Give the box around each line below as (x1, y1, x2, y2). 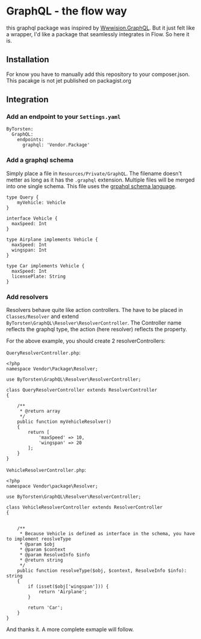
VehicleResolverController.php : (6, 466, 86, 474)
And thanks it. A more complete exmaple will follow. (6, 626, 134, 633)
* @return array (19, 409, 61, 415)
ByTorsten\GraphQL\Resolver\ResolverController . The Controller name (6, 319, 182, 326)
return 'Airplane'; (38, 589, 87, 595)
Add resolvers (6, 293, 49, 301)
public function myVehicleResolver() (17, 419, 112, 425)
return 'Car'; (28, 605, 63, 611)
